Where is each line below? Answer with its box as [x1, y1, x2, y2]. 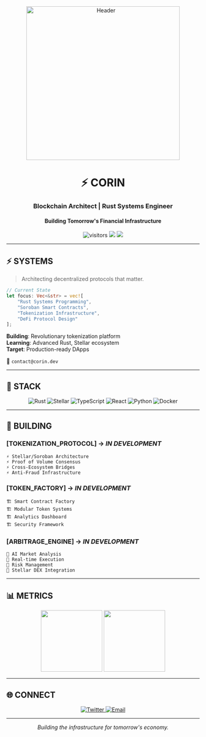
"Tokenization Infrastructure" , [17, 310, 100, 316]
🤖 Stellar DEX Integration [6, 567, 75, 573]
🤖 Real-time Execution [6, 556, 64, 563]
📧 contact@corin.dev [6, 358, 58, 365]
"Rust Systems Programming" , [17, 298, 92, 305]
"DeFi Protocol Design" [17, 316, 78, 322]
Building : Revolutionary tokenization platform [6, 333, 121, 340]
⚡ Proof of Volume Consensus [6, 459, 81, 465]
